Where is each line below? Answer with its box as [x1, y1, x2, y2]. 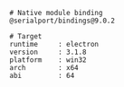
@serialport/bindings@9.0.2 [9, 16, 116, 25]
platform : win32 [9, 56, 88, 65]
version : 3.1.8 [9, 48, 88, 57]
